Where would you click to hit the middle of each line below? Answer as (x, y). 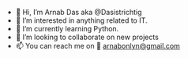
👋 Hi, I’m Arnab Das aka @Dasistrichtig (79, 12)
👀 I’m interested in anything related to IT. (81, 20)
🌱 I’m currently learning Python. (67, 29)
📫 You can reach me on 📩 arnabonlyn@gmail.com (98, 46)
